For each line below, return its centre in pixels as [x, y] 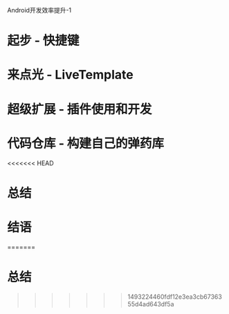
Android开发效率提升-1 [39, 10]
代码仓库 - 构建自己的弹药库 [86, 143]
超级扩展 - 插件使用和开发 [80, 109]
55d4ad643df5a [151, 304]
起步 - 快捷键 [43, 41]
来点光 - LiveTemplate [70, 75]
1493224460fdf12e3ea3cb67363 [175, 297]
